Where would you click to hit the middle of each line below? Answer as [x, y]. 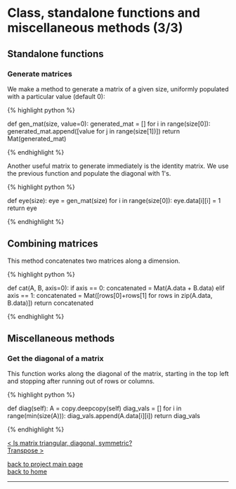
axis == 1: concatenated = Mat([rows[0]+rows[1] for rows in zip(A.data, [110, 295]
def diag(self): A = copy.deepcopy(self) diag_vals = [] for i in [94, 408]
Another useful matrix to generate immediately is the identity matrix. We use [118, 166]
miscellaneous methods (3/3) [95, 28]
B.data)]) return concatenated [50, 303]
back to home [27, 471]
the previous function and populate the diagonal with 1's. [89, 173]
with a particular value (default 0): [56, 96]
